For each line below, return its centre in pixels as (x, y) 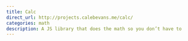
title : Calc (21, 12)
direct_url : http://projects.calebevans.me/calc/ (70, 17)
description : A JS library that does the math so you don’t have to (94, 29)
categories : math (28, 23)
